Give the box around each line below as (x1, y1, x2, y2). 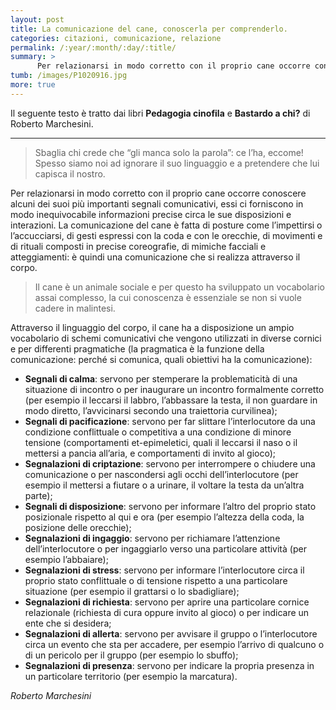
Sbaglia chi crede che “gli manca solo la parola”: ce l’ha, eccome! (34, 146, 304, 158)
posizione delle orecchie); (24, 521, 132, 533)
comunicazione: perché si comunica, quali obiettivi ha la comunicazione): (10, 353, 313, 365)
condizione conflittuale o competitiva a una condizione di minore (24, 426, 292, 438)
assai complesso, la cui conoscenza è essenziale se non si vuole (34, 291, 302, 303)
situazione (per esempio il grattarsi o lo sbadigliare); (24, 585, 240, 597)
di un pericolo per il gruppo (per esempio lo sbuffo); (24, 649, 239, 661)
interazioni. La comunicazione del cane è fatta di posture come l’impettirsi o (10, 219, 323, 231)
